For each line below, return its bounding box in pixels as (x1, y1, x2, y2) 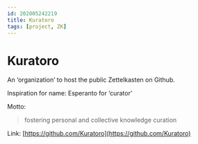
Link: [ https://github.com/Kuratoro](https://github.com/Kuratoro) (7, 129, 191, 138)
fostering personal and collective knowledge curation (24, 116, 177, 125)
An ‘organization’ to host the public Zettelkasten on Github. (7, 75, 175, 84)
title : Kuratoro (7, 17, 54, 24)
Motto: (7, 102, 26, 111)
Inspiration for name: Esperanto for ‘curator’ (7, 89, 133, 98)
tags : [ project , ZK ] (7, 23, 67, 30)
